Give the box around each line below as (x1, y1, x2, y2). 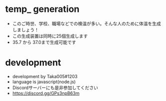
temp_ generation (5, 3, 80, 15)
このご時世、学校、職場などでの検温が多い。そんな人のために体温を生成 (12, 20, 161, 26)
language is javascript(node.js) (12, 79, 76, 85)
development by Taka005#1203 (12, 73, 78, 79)
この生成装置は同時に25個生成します (12, 33, 88, 39)
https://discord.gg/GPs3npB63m (12, 90, 80, 96)
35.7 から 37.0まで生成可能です (12, 39, 76, 45)
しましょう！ (12, 26, 39, 33)
